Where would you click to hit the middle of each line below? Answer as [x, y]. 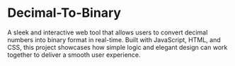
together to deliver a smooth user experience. [74, 55]
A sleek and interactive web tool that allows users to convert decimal [108, 32]
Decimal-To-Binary [64, 13]
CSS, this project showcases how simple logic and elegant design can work [117, 47]
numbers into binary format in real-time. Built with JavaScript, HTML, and [114, 39]
